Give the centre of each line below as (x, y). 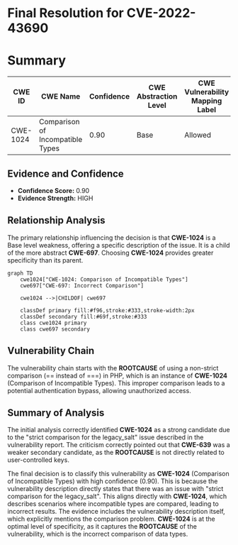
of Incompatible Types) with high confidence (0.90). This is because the (113, 481)
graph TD (20, 273)
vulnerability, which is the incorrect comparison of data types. (98, 534)
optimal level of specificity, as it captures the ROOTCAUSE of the (102, 527)
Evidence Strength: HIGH (55, 198)
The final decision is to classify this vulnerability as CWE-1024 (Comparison (118, 474)
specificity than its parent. (45, 260)
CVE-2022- (161, 13)
